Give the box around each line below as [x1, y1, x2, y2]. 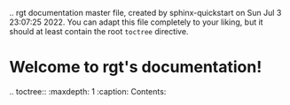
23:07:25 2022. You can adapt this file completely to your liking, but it [9, 17, 263, 27]
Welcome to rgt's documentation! [9, 57, 263, 78]
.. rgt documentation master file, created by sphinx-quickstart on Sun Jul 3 [9, 8, 282, 18]
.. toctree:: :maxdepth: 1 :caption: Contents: [9, 86, 167, 96]
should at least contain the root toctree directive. [9, 26, 189, 36]
